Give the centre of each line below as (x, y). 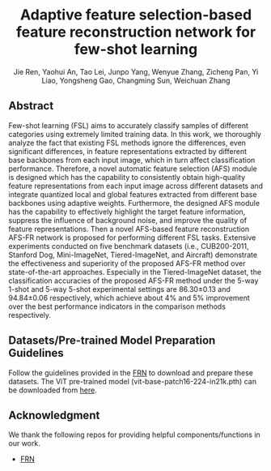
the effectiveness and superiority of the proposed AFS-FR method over (127, 263)
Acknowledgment (54, 415)
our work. (24, 443)
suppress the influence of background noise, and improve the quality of (128, 220)
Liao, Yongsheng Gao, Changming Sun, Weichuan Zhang (136, 80)
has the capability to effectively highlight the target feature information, (127, 212)
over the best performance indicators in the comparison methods (117, 306)
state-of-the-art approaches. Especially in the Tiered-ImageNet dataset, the (135, 272)
